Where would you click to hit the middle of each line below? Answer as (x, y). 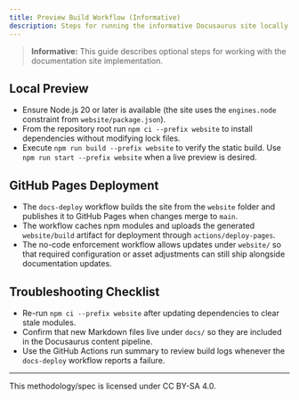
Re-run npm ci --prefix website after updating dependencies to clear (151, 313)
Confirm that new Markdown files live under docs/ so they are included (152, 331)
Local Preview (49, 89)
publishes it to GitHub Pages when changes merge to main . (130, 216)
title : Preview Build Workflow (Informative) (95, 17)
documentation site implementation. (97, 61)
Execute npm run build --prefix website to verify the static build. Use (152, 148)
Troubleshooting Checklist (85, 292)
